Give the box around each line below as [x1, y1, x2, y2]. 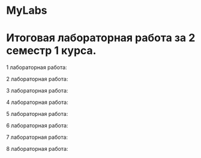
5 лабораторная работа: [6, 111, 68, 118]
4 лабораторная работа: [6, 99, 68, 106]
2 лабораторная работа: [6, 76, 68, 83]
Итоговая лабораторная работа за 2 [6, 31, 196, 45]
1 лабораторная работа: [6, 64, 67, 71]
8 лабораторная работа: [6, 145, 68, 153]
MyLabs [6, 4, 47, 17]
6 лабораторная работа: [6, 122, 68, 129]
